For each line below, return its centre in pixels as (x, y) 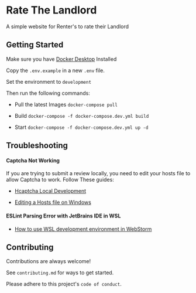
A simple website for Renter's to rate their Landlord (68, 26)
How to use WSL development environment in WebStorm (83, 229)
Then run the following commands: (48, 93)
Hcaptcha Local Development (50, 191)
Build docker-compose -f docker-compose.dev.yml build (82, 115)
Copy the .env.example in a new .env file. (56, 70)
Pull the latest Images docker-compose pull (66, 104)
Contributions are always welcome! (49, 261)
